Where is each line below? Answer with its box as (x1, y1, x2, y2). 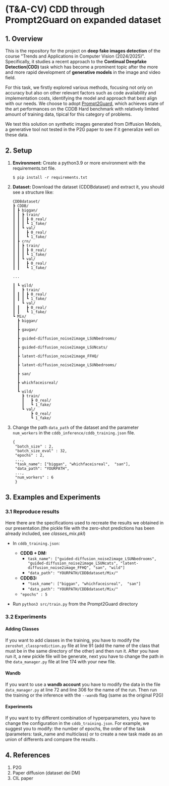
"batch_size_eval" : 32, (15, 448, 67, 453)
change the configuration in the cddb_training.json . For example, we (5, 720, 149, 726)
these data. (5, 132, 29, 137)
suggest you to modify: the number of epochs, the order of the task (5, 726, 145, 732)
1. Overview (5, 34, 43, 43)
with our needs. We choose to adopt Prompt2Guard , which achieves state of (5, 101, 164, 107)
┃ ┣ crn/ (12, 238, 31, 243)
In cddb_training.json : (12, 540, 60, 546)
